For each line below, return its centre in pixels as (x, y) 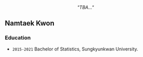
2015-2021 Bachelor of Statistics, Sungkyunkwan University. (75, 49)
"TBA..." (86, 7)
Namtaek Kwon (30, 23)
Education (18, 38)
